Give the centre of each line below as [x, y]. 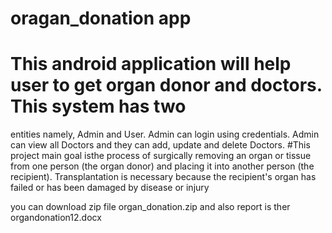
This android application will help [151, 64]
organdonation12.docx [56, 218]
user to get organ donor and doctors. [166, 85]
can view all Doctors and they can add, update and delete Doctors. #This [160, 145]
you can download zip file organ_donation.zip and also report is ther [150, 207]
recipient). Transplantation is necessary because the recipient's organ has [163, 177]
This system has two [98, 106]
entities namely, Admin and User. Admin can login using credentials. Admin [165, 134]
